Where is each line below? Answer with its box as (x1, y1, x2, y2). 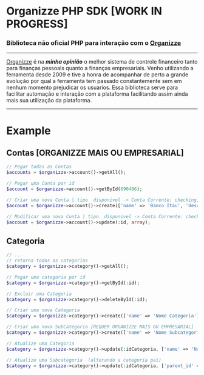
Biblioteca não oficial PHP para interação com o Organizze (6, 39, 182, 47)
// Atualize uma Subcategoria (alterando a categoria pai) (6, 357, 162, 363)
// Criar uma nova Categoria (6, 307, 80, 313)
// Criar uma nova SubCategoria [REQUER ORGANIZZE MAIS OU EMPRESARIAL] (6, 324, 194, 330)
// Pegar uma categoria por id (6, 274, 86, 280)
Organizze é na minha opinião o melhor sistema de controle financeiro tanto (6, 58, 198, 65)
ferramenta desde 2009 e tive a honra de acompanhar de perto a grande (6, 71, 189, 78)
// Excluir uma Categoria (6, 291, 72, 297)
